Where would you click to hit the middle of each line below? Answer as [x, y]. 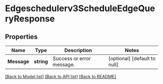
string [41, 61]
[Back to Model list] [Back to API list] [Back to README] [61, 76]
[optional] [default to [132, 59]
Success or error [72, 59]
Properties [21, 37]
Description [78, 50]
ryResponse [30, 19]
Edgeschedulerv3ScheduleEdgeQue [80, 8]
